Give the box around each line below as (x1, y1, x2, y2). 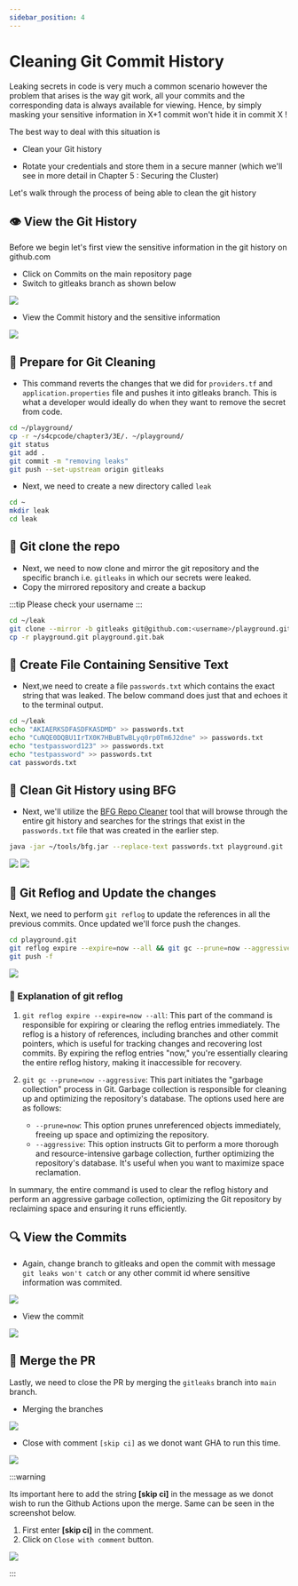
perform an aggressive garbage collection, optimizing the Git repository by (9, 1193, 282, 1204)
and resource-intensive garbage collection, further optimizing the (35, 1148, 275, 1159)
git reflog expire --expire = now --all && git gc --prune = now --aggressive (9, 944, 292, 952)
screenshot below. (9, 1507, 77, 1518)
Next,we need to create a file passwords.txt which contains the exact (21, 681, 275, 691)
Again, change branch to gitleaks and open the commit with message (21, 1258, 276, 1269)
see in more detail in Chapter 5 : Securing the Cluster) (21, 170, 219, 180)
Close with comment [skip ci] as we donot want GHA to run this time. (21, 1437, 281, 1448)
